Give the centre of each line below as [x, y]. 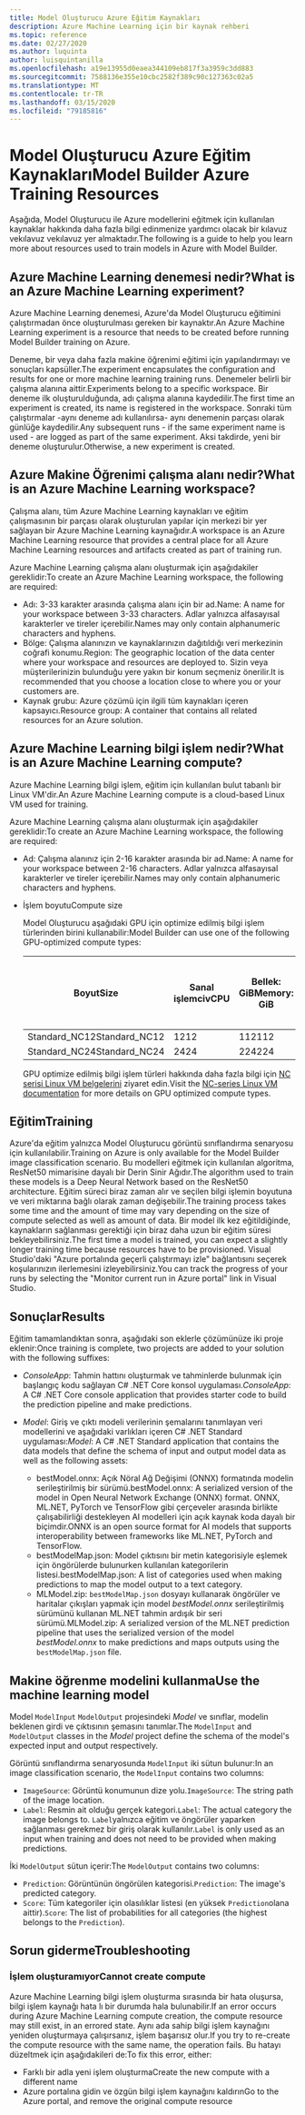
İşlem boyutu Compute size [73, 905]
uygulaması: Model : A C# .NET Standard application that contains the [151, 1442]
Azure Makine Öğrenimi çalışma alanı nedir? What [152, 475]
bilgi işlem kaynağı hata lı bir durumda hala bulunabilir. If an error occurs [143, 2006]
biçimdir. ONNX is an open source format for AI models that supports [164, 1526]
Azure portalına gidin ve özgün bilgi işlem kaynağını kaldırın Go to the [151, 2091]
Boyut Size [96, 993]
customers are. [51, 690]
